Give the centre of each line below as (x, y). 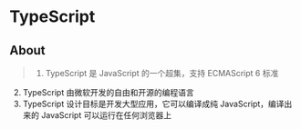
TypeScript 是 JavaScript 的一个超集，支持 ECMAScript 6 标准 (162, 73)
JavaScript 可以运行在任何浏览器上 (106, 115)
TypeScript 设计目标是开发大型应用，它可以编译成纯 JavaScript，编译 (153, 104)
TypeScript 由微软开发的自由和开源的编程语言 (108, 92)
